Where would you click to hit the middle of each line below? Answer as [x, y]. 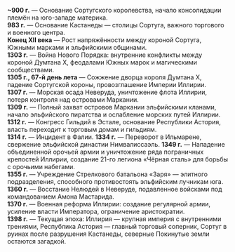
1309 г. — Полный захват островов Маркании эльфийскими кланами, [112, 107]
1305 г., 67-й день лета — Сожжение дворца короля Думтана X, [105, 77]
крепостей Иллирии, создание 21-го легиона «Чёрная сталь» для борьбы [118, 159]
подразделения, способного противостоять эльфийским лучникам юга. [115, 181]
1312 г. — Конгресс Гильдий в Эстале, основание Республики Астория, [114, 122]
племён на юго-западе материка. [58, 18]
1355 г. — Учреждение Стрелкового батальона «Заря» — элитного [108, 174]
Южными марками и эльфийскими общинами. [77, 47]
